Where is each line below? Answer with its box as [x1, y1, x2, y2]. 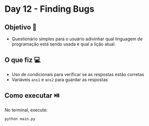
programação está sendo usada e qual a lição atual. [11, 41, 116, 47]
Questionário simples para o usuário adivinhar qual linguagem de [11, 36, 143, 42]
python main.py [4, 116, 36, 121]
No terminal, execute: [4, 107, 48, 113]
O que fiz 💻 [4, 56, 41, 64]
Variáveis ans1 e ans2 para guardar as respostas [11, 76, 108, 82]
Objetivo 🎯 [4, 23, 37, 31]
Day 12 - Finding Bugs [4, 3, 95, 15]
